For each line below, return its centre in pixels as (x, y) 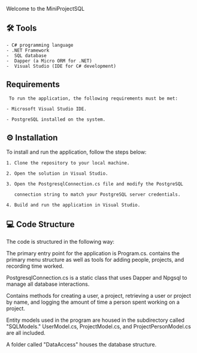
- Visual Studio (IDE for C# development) (61, 66)
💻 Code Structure (40, 224)
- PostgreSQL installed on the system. (56, 119)
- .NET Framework (28, 50)
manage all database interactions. (48, 284)
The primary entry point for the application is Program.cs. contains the (93, 253)
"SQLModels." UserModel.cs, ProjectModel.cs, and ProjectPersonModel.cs (99, 327)
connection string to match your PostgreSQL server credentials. (97, 195)
